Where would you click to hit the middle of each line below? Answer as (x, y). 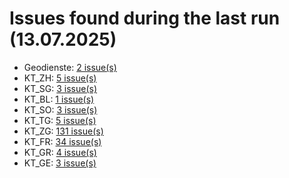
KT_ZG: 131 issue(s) (63, 131)
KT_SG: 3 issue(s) (60, 88)
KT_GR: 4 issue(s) (60, 152)
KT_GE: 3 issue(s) (60, 163)
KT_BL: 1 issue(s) (59, 99)
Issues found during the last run (145, 18)
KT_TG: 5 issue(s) (60, 120)
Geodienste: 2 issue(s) (70, 67)
